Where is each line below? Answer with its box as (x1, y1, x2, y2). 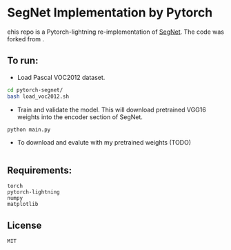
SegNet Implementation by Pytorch (7, 5, 213, 21)
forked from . (7, 34, 45, 43)
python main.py (7, 126, 51, 133)
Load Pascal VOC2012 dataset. (17, 73, 106, 81)
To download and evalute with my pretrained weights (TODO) (17, 138, 192, 147)
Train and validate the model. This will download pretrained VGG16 (17, 105, 207, 114)
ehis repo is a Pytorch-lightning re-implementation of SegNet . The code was (7, 28, 224, 36)
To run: (7, 55, 39, 67)
